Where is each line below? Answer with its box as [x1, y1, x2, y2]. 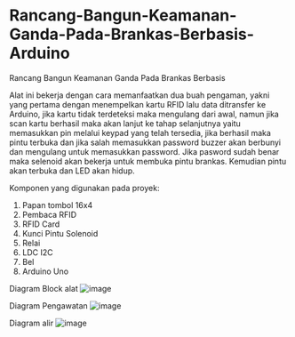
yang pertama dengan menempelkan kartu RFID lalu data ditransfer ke [9, 99, 267, 109]
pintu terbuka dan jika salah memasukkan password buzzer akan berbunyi [9, 137, 282, 148]
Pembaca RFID [21, 209, 77, 220]
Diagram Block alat [9, 283, 78, 293]
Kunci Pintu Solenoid [21, 228, 99, 238]
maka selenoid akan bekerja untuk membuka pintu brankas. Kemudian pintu [9, 156, 287, 166]
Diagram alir [9, 317, 54, 328]
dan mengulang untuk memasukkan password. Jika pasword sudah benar [9, 146, 280, 156]
